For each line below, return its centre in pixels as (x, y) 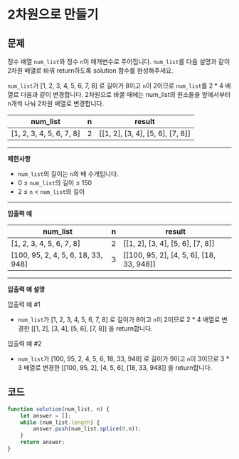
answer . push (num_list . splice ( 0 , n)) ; (87, 429)
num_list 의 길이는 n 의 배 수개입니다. (68, 174)
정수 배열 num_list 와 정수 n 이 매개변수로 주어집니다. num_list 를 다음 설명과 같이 (119, 62)
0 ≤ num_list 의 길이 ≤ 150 (55, 183)
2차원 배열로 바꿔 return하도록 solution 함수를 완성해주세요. (90, 71)
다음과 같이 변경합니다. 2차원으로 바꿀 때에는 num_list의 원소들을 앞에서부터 (126, 94)
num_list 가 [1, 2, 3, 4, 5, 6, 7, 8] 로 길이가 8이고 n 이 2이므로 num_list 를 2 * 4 (116, 86)
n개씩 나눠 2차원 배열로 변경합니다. (56, 103)
